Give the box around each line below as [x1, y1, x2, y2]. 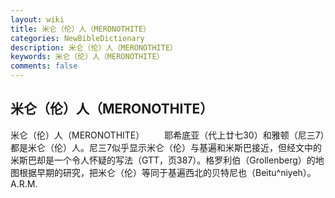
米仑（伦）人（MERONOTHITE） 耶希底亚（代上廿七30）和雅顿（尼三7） [10, 129, 325, 141]
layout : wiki [10, 14, 65, 25]
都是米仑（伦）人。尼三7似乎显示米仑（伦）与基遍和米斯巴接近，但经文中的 [10, 141, 322, 153]
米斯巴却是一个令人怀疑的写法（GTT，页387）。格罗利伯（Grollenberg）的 [10, 154, 316, 166]
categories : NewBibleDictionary [10, 33, 145, 43]
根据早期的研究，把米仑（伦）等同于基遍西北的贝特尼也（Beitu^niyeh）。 [18, 166, 317, 178]
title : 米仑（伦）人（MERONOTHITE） [10, 24, 151, 34]
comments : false [10, 61, 78, 71]
